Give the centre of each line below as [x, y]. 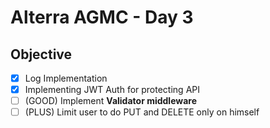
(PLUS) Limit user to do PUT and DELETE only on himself [142, 112]
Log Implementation [66, 78]
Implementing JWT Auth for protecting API [112, 90]
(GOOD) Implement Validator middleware [111, 101]
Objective [41, 54]
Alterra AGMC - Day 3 [102, 17]
